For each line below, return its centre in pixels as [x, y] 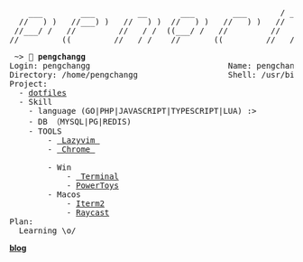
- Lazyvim [71, 140]
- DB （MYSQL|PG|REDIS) [80, 122]
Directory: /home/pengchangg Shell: [133, 75]
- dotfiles [43, 93]
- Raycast [88, 213]
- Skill [35, 102]
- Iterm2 [86, 204]
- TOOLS [45, 131]
